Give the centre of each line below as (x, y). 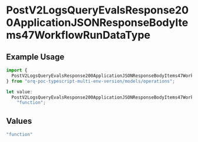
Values (19, 121)
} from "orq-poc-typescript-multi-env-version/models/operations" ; (91, 81)
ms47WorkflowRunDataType (78, 35)
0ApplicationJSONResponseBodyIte (97, 23)
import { (17, 70)
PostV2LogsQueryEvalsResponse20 (98, 10)
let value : (19, 92)
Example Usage (35, 57)
